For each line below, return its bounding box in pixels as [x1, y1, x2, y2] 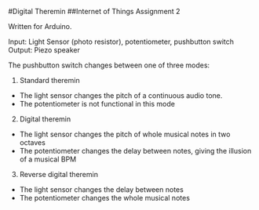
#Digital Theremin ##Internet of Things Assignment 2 [8, 7, 181, 16]
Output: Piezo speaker [8, 45, 81, 54]
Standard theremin [19, 76, 80, 85]
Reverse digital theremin [19, 170, 98, 179]
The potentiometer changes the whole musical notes [19, 194, 191, 202]
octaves [19, 138, 46, 147]
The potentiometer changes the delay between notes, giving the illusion [19, 147, 252, 155]
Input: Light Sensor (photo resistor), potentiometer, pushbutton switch [8, 37, 234, 46]
